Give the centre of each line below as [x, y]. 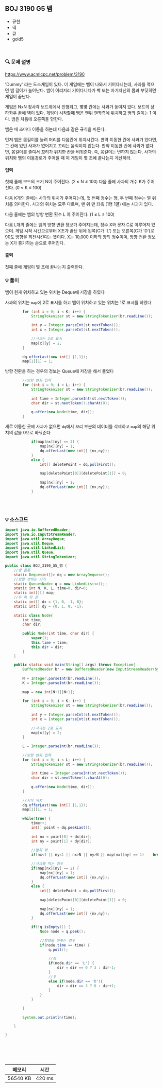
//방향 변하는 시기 [30, 579]
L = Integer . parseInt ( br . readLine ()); [62, 746]
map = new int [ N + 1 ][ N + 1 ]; [49, 692]
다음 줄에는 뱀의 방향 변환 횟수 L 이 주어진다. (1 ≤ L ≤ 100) [60, 214]
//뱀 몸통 [22, 570]
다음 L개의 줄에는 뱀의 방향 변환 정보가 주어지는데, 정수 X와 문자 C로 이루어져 [78, 225]
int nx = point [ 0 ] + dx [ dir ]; [61, 837]
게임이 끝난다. [18, 97]
